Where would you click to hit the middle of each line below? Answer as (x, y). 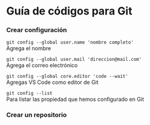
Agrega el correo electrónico (42, 65)
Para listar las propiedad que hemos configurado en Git (75, 99)
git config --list (29, 94)
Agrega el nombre (29, 48)
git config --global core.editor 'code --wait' (67, 77)
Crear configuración (37, 30)
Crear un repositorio (37, 115)
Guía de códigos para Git (69, 11)
